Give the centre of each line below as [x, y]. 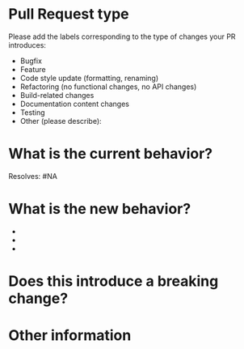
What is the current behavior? [110, 154]
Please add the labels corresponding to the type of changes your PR [122, 36]
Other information [70, 336]
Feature [33, 69]
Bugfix [31, 61]
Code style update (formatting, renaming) [89, 78]
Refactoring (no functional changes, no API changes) [108, 87]
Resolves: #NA [33, 176]
